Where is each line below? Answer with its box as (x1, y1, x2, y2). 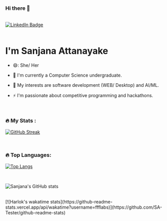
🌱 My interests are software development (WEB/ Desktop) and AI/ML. (12, 82, 159, 88)
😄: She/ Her (12, 62, 39, 68)
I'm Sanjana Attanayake (5, 45, 109, 57)
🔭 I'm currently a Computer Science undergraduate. (12, 72, 122, 79)
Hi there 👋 (5, 5, 31, 12)
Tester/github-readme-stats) (5, 209, 66, 215)
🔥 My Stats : (5, 117, 36, 124)
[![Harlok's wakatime (5, 198, 50, 205)
